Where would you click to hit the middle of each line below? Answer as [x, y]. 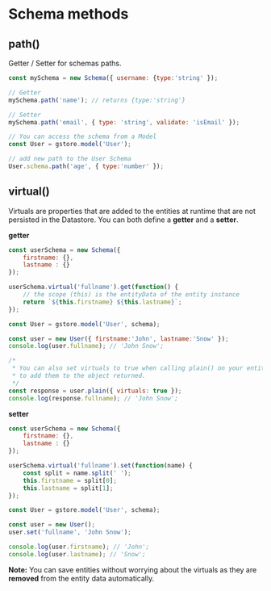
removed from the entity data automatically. [81, 578]
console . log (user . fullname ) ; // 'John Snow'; [86, 346]
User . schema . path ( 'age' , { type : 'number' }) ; [86, 166]
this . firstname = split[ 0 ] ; [70, 480]
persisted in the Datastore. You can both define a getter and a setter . [124, 220]
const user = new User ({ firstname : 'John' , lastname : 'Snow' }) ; [119, 339]
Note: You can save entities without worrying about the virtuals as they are [133, 569]
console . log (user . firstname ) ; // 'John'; [79, 547]
